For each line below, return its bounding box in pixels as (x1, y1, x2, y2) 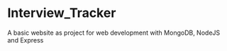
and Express (7, 35, 44, 44)
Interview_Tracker (7, 5, 116, 21)
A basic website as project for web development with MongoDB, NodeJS (7, 28, 221, 37)
